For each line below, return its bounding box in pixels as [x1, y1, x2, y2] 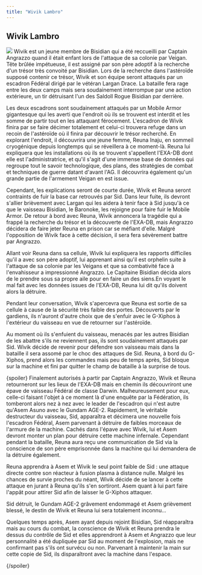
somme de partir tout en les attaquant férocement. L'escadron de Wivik [6, 117, 183, 124]
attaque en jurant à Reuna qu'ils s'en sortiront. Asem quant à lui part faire [6, 482, 188, 489]
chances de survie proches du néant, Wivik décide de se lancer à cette [6, 476, 183, 483]
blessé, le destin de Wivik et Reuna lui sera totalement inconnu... [6, 507, 167, 514]
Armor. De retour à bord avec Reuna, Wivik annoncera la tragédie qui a [6, 212, 182, 220]
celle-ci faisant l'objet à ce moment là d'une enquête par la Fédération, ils [6, 393, 189, 401]
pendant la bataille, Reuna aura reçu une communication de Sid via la [6, 439, 178, 446]
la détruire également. [6, 451, 62, 459]
